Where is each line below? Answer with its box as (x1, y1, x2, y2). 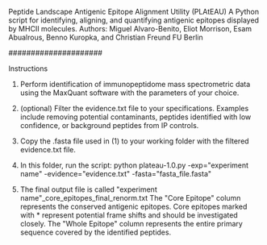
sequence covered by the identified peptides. (19, 227, 172, 237)
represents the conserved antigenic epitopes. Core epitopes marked (19, 201, 248, 211)
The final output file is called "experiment (19, 185, 157, 194)
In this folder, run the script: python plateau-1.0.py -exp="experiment (19, 160, 248, 170)
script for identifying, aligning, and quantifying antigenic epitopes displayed (8, 15, 260, 25)
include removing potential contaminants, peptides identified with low (19, 112, 252, 122)
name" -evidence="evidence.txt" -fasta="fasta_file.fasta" (19, 169, 212, 178)
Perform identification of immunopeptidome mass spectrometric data (19, 80, 251, 89)
